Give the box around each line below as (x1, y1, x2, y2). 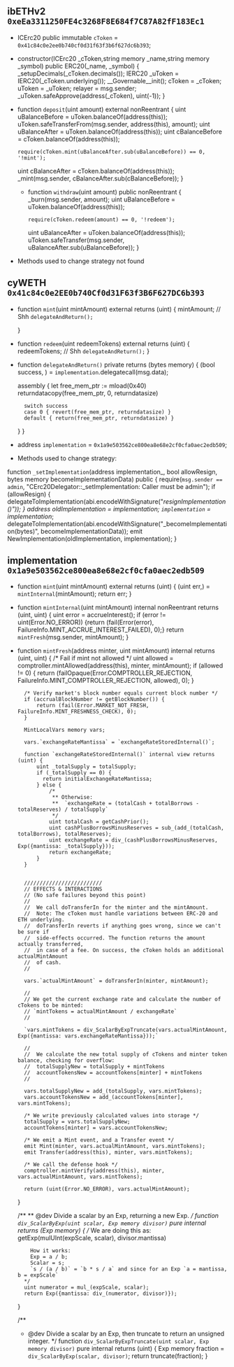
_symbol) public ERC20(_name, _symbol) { (17, 62, 140, 70)
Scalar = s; (30, 1259, 65, 1267)
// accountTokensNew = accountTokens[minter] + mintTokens (24, 1070, 203, 1077)
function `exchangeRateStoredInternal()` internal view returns (24, 751, 215, 758)
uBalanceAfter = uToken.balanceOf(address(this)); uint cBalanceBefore (17, 127, 222, 136)
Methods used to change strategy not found (17, 257, 145, 265)
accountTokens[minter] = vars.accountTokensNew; (24, 1124, 168, 1132)
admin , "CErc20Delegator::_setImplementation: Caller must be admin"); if (7, 482, 216, 490)
